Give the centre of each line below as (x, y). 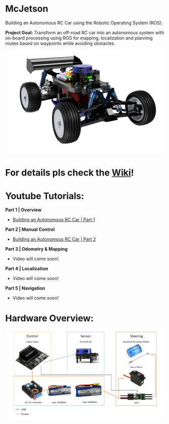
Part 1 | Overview (23, 210)
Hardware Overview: (49, 318)
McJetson (27, 9)
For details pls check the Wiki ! (70, 173)
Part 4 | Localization (27, 269)
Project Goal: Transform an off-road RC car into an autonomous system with (85, 32)
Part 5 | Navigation (25, 288)
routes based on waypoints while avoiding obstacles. (60, 43)
